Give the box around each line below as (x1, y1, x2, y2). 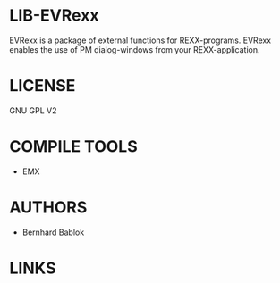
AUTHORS (9, 197, 88, 217)
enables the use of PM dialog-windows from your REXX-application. (9, 44, 260, 54)
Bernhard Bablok (21, 227, 85, 237)
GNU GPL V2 (9, 104, 57, 116)
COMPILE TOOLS (9, 137, 138, 157)
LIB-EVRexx (9, 5, 99, 26)
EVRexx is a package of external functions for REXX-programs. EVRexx (9, 35, 272, 46)
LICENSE (9, 76, 76, 96)
